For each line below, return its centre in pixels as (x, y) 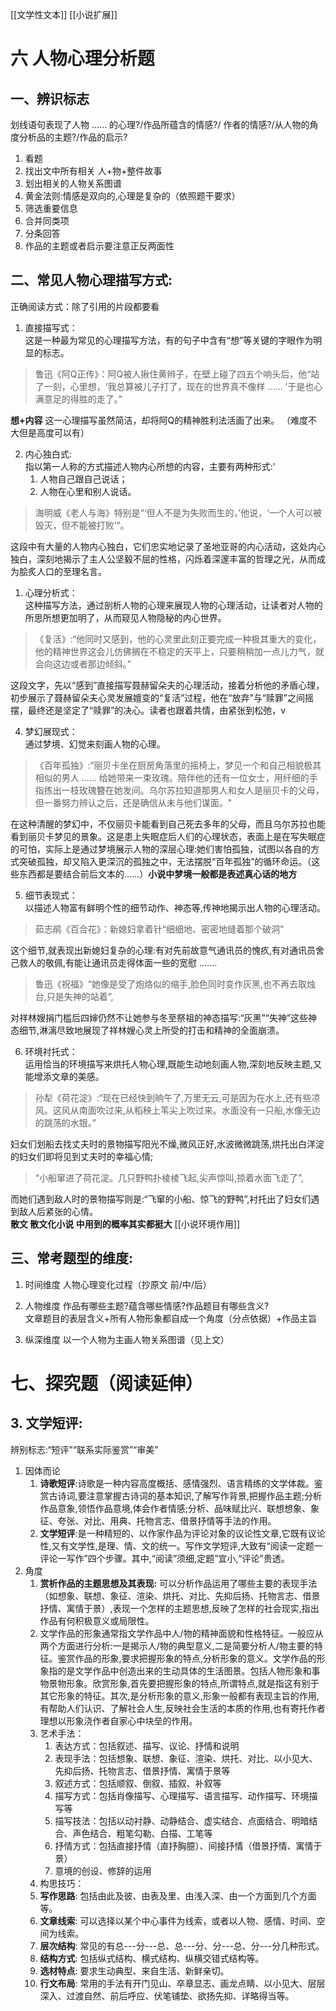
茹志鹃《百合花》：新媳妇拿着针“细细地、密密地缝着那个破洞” (159, 929)
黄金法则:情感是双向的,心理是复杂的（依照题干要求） (132, 196)
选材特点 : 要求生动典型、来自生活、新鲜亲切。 (134, 1970)
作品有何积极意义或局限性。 (97, 1620)
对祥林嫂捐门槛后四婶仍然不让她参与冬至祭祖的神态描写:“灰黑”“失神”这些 (159, 1017)
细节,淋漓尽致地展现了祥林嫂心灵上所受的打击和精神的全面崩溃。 (151, 1030)
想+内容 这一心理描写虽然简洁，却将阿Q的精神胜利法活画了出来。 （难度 (159, 420)
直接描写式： (51, 327)
